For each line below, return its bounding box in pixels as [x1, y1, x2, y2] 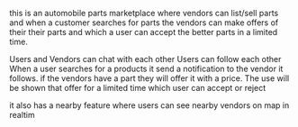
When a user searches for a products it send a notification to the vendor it [9, 63, 284, 74]
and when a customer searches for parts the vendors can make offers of [9, 17, 279, 28]
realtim [9, 110, 36, 120]
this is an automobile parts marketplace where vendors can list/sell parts [9, 8, 279, 18]
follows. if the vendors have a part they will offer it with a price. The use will [9, 73, 290, 84]
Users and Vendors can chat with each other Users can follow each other [9, 54, 282, 64]
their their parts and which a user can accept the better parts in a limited [9, 27, 278, 37]
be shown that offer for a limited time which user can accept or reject [9, 83, 266, 93]
